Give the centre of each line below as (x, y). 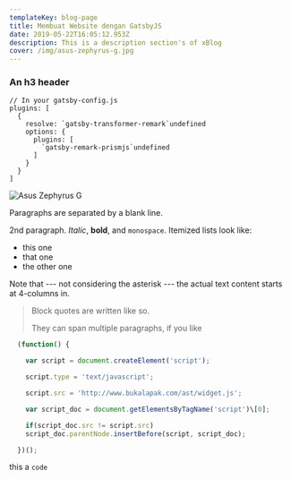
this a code (29, 467)
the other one (47, 267)
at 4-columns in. (39, 294)
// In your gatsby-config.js (64, 101)
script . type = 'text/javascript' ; (90, 377)
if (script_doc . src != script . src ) (90, 425)
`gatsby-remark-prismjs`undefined (106, 148)
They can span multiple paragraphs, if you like (117, 329)
